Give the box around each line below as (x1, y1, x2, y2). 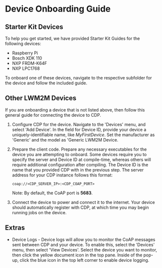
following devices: (5, 41, 42, 47)
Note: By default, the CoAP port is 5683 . (12, 190, 93, 196)
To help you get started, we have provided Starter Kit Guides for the (5, 35, 140, 41)
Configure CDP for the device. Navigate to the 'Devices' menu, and (12, 121, 146, 127)
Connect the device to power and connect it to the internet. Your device (12, 199, 155, 205)
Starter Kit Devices (5, 23, 64, 31)
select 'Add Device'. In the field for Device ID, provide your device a (12, 126, 147, 132)
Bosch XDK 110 (12, 55, 43, 61)
